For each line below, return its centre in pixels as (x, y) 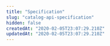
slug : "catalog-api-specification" (50, 17)
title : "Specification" (36, 12)
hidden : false (24, 23)
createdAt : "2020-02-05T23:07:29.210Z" (56, 28)
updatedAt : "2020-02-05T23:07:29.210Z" (56, 34)
